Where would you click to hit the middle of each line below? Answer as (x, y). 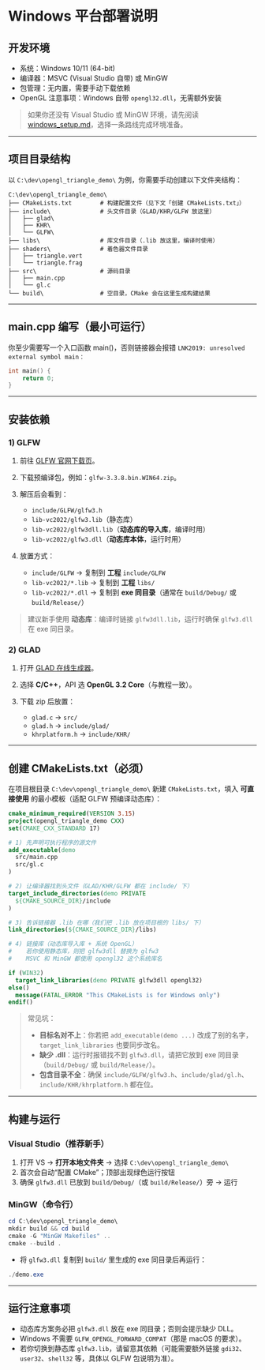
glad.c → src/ (54, 717)
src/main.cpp (37, 858)
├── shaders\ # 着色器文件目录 (78, 249)
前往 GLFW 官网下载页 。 (60, 460)
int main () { (30, 371)
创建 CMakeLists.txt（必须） (79, 768)
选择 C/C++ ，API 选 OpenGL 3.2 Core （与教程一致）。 (108, 685)
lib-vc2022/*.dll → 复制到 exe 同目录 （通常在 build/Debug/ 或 (134, 592)
